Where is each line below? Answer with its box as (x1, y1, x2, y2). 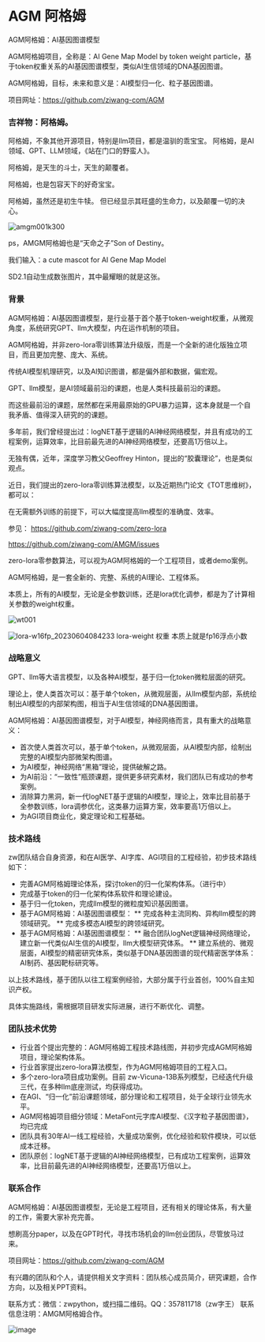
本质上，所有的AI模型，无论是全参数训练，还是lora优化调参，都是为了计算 (8, 589, 248, 599)
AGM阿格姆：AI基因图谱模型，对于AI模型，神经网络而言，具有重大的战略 (8, 716, 245, 725)
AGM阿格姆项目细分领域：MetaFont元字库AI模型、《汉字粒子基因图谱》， (19, 1111, 253, 1122)
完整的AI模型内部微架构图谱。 (19, 752, 117, 761)
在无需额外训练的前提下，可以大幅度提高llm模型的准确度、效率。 (8, 506, 218, 516)
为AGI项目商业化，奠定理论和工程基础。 (19, 811, 150, 821)
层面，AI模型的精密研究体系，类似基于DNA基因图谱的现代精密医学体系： (19, 949, 256, 958)
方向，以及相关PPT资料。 (8, 1282, 91, 1291)
